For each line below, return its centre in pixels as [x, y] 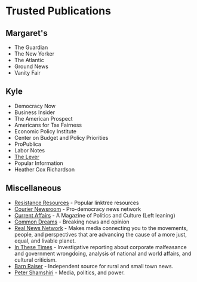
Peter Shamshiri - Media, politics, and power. [70, 272]
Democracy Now [35, 106]
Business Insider [34, 112]
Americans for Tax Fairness [48, 125]
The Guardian [31, 47]
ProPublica [27, 144]
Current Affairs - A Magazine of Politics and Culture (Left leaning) [95, 215]
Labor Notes [30, 150]
